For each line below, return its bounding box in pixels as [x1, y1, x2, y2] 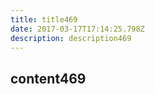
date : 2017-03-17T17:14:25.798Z [10, 24, 145, 34]
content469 [10, 70, 87, 87]
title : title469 [10, 14, 78, 25]
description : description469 [10, 33, 132, 43]
